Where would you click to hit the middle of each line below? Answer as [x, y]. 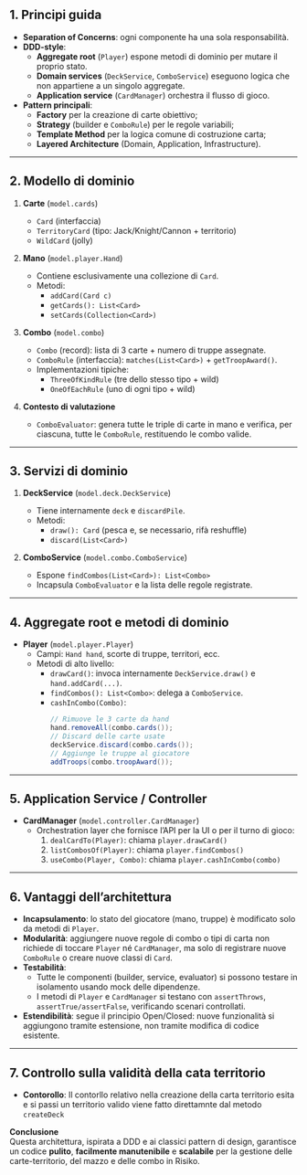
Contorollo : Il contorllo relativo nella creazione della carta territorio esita [159, 1095]
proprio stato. [62, 66]
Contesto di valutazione [69, 407]
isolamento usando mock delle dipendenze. [118, 987]
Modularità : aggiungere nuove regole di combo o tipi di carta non [146, 938]
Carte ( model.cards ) [60, 203]
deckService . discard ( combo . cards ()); [122, 745]
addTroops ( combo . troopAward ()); [111, 762]
